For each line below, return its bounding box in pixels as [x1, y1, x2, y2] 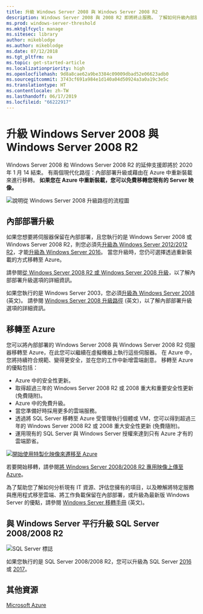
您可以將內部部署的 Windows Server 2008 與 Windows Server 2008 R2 [6, 341, 184, 349]
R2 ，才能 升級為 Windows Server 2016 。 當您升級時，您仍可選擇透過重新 [6, 249, 187, 256]
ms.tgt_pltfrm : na [6, 54, 53, 60]
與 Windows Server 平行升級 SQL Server [6, 518, 159, 529]
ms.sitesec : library [6, 32, 59, 38]
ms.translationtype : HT [6, 82, 66, 88]
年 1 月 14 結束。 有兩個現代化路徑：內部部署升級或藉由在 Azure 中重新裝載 [6, 169, 193, 176]
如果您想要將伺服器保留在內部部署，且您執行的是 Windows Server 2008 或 [6, 233, 192, 241]
